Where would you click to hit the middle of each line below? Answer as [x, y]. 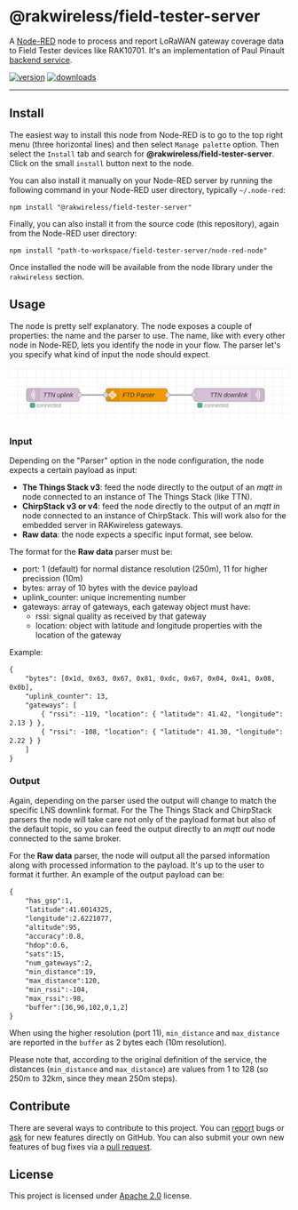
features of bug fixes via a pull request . [81, 1146]
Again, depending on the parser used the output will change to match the [143, 800]
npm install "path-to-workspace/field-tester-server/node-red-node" [138, 251]
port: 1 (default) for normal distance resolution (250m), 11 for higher [145, 569]
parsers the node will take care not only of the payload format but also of [143, 819]
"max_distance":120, [63, 981]
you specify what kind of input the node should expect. [110, 354]
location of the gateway [78, 635]
